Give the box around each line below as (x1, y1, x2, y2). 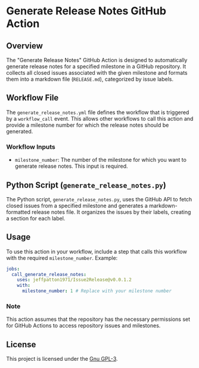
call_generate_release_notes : (11, 271, 86, 277)
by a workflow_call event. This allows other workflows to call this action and (6, 115, 194, 122)
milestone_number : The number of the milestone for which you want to (14, 157, 186, 164)
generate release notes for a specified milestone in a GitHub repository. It (6, 63, 186, 70)
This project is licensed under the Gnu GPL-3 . (6, 355, 118, 363)
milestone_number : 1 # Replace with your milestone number (21, 288, 172, 294)
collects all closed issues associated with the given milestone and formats (6, 69, 188, 76)
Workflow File (6, 93, 59, 103)
